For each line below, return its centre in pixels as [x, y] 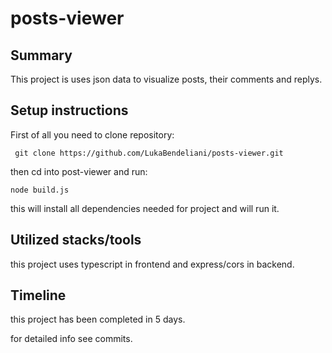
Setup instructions [69, 110]
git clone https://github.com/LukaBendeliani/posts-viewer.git [149, 153]
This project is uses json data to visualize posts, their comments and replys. [166, 79]
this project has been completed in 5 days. [98, 319]
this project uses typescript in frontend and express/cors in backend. [152, 264]
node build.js [40, 190]
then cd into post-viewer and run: [79, 171]
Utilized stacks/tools [76, 240]
